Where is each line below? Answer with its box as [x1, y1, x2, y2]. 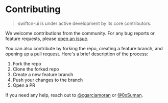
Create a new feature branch [12, 71, 74, 77]
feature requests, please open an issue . [5, 36, 89, 42]
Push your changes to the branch [12, 77, 83, 83]
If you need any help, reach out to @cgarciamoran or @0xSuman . [5, 92, 143, 98]
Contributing [5, 4, 61, 15]
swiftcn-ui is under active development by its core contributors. [17, 20, 152, 26]
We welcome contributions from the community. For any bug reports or [5, 30, 155, 36]
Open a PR [12, 82, 36, 88]
